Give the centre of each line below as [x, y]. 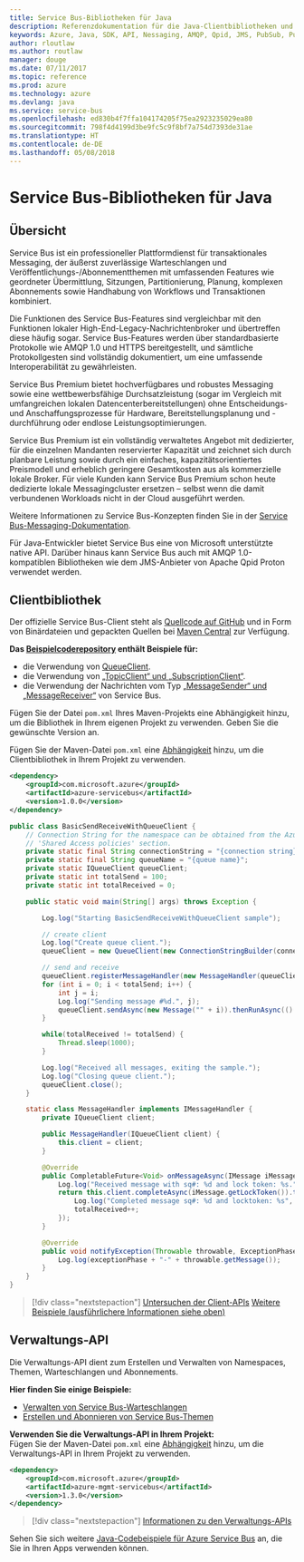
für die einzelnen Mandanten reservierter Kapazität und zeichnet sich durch [151, 450]
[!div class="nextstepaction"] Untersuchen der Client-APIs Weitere [156, 1303]
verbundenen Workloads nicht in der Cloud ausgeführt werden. [128, 498]
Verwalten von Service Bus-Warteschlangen [105, 1407]
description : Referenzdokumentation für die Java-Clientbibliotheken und [152, 26]
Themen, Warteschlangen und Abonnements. [94, 1372]
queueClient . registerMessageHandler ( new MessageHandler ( [151, 976]
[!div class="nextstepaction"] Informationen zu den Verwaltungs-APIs [161, 1521]
